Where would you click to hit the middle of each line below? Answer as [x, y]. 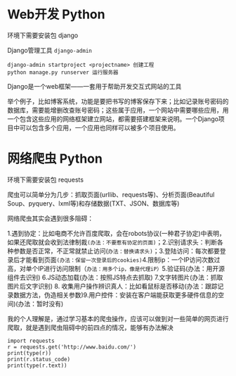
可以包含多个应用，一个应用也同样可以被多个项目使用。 [99, 127]
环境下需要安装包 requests [46, 180]
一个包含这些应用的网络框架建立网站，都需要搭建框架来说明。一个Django [113, 119]
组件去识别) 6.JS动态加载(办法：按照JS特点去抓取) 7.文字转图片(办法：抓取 [115, 277]
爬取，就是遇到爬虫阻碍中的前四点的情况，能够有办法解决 [90, 327]
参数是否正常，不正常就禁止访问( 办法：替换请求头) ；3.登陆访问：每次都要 [116, 251]
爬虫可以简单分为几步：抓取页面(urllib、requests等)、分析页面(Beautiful [111, 194]
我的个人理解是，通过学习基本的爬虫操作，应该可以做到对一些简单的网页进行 [118, 318]
